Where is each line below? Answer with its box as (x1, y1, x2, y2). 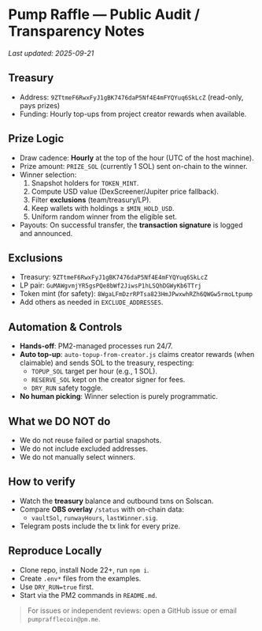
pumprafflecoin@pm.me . (27, 614, 101, 623)
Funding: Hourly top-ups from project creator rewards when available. (19, 109, 247, 118)
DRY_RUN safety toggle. (31, 383, 104, 392)
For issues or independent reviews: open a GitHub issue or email (27, 606, 238, 615)
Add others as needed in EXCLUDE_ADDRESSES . (19, 298, 164, 307)
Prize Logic (8, 132, 65, 145)
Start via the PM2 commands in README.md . (19, 590, 157, 599)
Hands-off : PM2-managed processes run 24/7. (19, 341, 173, 351)
